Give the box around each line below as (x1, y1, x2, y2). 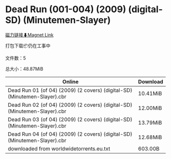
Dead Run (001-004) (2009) (5, 4, 126, 15)
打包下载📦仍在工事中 (5, 42, 51, 49)
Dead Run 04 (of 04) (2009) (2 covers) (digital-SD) (8, 131, 132, 138)
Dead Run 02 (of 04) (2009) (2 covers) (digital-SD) (8, 101, 132, 108)
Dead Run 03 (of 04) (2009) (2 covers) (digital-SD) (8, 116, 132, 123)
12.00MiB (138, 104, 162, 111)
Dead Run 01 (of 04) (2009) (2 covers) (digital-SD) (8, 86, 132, 93)
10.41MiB (138, 90, 162, 97)
